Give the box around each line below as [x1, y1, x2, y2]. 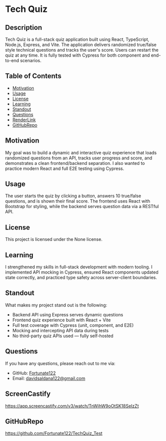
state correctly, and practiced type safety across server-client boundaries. [5, 275, 158, 281]
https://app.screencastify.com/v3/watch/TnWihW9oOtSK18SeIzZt [5, 403, 139, 409]
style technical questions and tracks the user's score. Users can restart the [5, 47, 159, 53]
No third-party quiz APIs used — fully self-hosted [12, 333, 114, 339]
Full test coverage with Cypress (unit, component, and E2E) [12, 322, 134, 328]
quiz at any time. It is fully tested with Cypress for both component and [5, 52, 150, 58]
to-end [5, 58, 19, 63]
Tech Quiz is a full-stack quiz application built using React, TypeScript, [5, 36, 150, 42]
